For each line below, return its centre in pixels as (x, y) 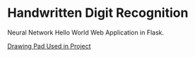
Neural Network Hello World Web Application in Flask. (86, 32)
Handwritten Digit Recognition (98, 13)
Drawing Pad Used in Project (49, 46)
